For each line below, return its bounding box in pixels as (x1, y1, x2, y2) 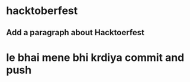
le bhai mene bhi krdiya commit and (6, 51, 185, 64)
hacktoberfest (6, 4, 78, 18)
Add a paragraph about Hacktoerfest (6, 28, 145, 37)
